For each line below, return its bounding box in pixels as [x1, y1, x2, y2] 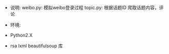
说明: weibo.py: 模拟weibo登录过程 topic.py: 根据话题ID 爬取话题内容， [10, 5, 160, 10]
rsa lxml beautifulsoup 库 [10, 43, 63, 49]
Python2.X [10, 32, 33, 38]
